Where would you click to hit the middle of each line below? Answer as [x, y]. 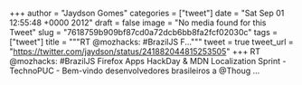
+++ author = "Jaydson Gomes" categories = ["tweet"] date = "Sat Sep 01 [147, 13]
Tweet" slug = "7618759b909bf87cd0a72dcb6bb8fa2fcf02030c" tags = [144, 32]
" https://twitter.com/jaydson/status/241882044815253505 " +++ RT [135, 52]
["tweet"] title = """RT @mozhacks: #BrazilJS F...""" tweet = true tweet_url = [151, 42]
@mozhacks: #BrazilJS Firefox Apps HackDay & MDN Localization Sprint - [148, 61]
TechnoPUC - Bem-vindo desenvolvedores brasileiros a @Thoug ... [135, 71]
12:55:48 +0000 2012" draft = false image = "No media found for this [138, 23]
